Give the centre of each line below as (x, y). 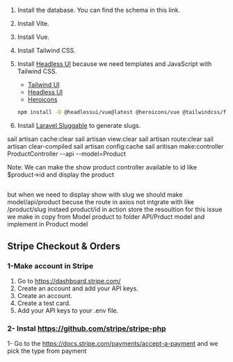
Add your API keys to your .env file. (68, 310)
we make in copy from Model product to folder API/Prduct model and (106, 217)
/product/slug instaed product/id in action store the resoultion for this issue (115, 209)
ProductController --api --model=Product (67, 154)
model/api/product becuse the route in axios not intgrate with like (101, 202)
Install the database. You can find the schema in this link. (99, 10)
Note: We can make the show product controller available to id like (102, 167)
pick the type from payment (47, 351)
